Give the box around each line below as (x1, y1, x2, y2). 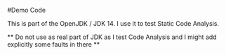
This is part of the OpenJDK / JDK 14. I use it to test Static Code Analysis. (7, 19, 220, 27)
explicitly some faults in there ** (7, 40, 100, 48)
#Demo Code (7, 6, 46, 14)
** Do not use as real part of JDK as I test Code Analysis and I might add (7, 33, 217, 41)
